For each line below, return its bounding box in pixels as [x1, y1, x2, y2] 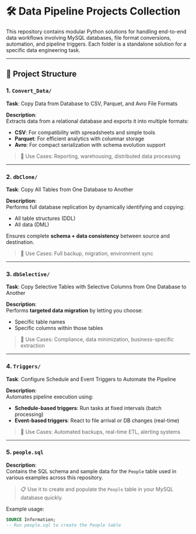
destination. [6, 238, 34, 246]
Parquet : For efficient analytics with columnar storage [14, 135, 145, 142]
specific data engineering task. [6, 46, 80, 53]
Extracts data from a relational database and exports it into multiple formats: [6, 118, 189, 125]
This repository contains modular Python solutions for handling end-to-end [6, 27, 187, 35]
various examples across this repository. [6, 474, 103, 481]
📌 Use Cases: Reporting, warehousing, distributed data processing [20, 153, 181, 160]
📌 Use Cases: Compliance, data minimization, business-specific [20, 336, 174, 343]
